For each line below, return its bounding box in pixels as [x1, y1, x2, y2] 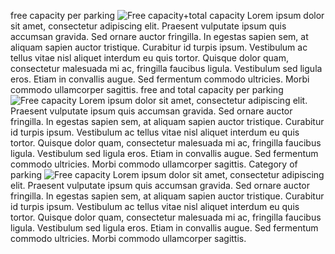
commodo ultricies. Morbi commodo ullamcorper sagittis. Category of [10, 158, 298, 170]
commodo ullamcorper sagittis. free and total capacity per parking [10, 84, 284, 95]
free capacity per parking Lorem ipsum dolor [10, 10, 325, 21]
